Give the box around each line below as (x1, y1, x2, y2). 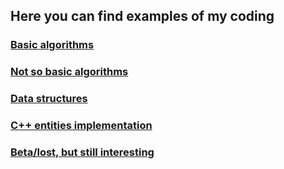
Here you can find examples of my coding (10, 8, 275, 25)
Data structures (10, 92, 88, 106)
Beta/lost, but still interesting (10, 145, 155, 159)
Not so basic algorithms (10, 65, 129, 79)
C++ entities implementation (10, 119, 153, 133)
